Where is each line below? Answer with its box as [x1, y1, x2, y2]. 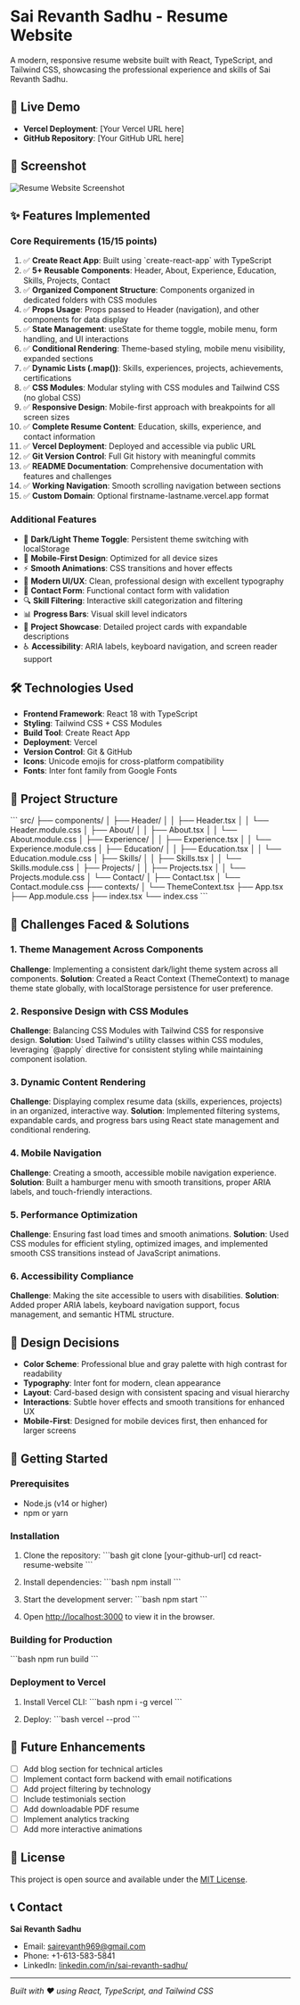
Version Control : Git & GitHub [22, 747, 133, 758]
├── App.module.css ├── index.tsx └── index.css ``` [10, 891, 208, 902]
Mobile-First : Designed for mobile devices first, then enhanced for [22, 1416, 268, 1427]
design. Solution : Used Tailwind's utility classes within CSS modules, [10, 1035, 264, 1046]
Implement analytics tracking [22, 1813, 130, 1824]
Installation [10, 1529, 61, 1542]
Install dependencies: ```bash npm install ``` [22, 1577, 182, 1587]
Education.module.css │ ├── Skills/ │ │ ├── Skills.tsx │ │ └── [10, 853, 242, 864]
